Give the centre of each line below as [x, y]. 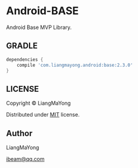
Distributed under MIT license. [43, 115]
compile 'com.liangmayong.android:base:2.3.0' [75, 65]
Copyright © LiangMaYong [38, 103]
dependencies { [25, 59]
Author [19, 133]
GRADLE [22, 46]
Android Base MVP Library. [39, 27]
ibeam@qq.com [25, 159]
